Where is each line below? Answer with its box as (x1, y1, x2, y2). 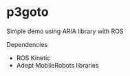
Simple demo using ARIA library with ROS (6, 27, 124, 35)
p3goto (6, 4, 49, 20)
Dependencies (6, 40, 48, 48)
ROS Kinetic (16, 53, 51, 62)
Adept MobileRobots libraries (16, 61, 99, 69)
